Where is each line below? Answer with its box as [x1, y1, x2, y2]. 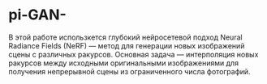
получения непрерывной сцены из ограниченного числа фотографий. [8, 66, 251, 76]
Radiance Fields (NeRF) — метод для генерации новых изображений [8, 40, 245, 50]
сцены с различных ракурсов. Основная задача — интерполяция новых [8, 49, 259, 59]
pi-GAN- [8, 6, 67, 24]
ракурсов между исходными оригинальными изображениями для [8, 58, 239, 68]
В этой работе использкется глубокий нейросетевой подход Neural [8, 32, 243, 42]
